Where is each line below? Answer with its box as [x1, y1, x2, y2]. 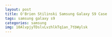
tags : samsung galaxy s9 [5, 16, 55, 21]
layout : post [5, 7, 32, 12]
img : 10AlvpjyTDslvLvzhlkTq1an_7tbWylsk [5, 25, 88, 30]
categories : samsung [5, 20, 47, 25]
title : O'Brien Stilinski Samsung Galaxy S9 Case [5, 12, 108, 16]
